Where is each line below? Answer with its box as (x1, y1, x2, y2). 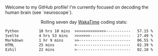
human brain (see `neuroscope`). (5, 9, 73, 15)
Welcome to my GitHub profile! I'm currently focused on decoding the (5, 4, 148, 10)
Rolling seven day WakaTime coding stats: (40, 19, 127, 25)
